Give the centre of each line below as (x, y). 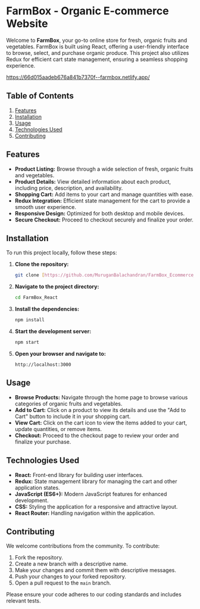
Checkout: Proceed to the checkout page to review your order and (97, 435)
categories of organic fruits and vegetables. (68, 404)
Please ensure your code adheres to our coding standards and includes (94, 595)
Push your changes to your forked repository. (71, 577)
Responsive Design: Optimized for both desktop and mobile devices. (100, 213)
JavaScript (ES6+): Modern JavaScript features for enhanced (91, 494)
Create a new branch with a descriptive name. (71, 564)
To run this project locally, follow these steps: (62, 253)
